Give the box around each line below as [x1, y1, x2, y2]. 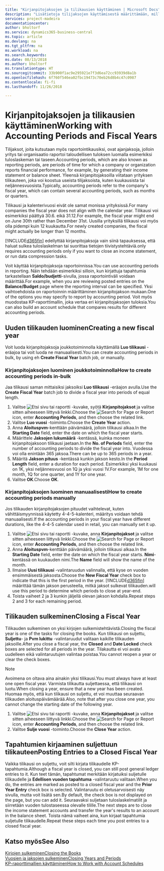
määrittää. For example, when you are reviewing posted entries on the [5, 279, 145, 284]
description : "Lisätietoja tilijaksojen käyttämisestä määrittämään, [5, 12, 150, 17]
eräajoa [5, 349, 20, 355]
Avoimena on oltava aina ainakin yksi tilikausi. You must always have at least [5, 675, 157, 681]
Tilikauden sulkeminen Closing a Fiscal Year [5, 612, 141, 621]
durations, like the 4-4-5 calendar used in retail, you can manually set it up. [5, 521, 156, 527]
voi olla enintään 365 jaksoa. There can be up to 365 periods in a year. [12, 450, 153, 456]
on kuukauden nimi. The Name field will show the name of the [31, 557, 155, 563]
